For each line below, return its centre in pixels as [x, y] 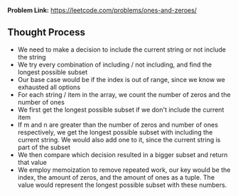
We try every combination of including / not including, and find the [115, 64]
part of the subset [44, 147]
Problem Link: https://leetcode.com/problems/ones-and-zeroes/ [102, 10]
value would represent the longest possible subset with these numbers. [122, 185]
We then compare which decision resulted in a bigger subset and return [123, 154]
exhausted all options [49, 87]
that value [32, 162]
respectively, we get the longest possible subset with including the [115, 132]
